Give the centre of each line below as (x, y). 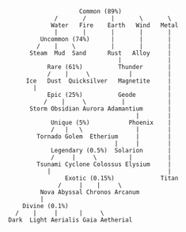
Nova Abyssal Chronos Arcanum (90, 192)
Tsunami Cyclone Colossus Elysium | (104, 164)
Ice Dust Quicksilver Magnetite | (99, 81)
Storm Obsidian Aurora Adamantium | (100, 109)
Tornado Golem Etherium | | (104, 137)
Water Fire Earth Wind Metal (114, 25)
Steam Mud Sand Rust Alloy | (100, 53)
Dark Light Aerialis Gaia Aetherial (70, 220)
